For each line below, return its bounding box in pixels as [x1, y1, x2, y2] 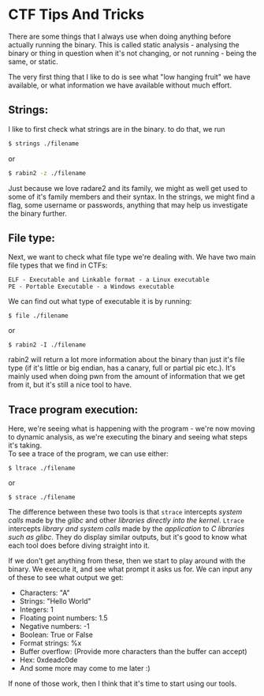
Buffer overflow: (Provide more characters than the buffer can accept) [19, 647, 247, 657]
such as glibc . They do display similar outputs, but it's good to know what [8, 533, 247, 542]
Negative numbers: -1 [19, 622, 90, 631]
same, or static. [8, 57, 59, 66]
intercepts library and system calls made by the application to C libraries [8, 524, 245, 533]
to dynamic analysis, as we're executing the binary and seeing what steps [8, 432, 248, 442]
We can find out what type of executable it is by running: [8, 297, 192, 306]
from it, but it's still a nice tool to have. [8, 380, 132, 390]
